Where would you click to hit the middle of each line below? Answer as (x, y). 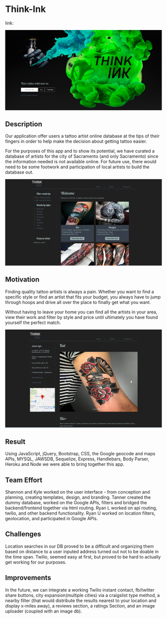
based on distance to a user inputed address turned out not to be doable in (82, 551)
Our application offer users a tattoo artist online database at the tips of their (83, 136)
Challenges (23, 534)
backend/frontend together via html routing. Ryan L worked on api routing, (81, 508)
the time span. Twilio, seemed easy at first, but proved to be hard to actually (83, 557)
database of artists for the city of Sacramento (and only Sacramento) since (82, 156)
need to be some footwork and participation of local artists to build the (78, 167)
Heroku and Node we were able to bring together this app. (65, 464)
